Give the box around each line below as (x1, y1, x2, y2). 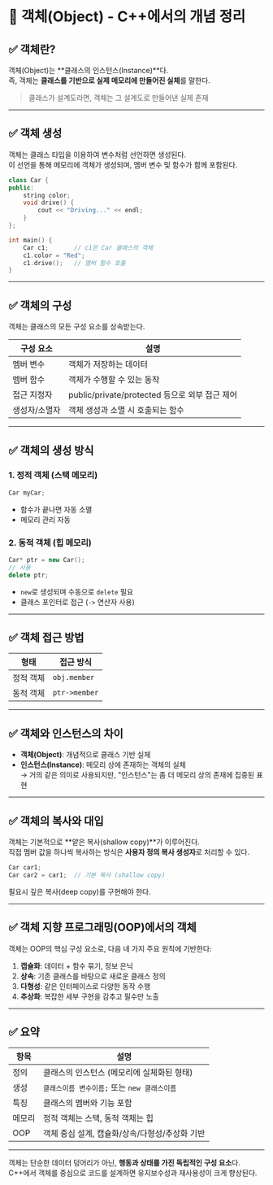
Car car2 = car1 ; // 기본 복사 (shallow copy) (8, 871, 166, 879)
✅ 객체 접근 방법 (8, 631, 84, 644)
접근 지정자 (12, 390, 53, 401)
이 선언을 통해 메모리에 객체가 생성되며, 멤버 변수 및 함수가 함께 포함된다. (8, 159, 238, 169)
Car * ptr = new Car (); (8, 555, 85, 564)
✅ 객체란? (8, 42, 56, 56)
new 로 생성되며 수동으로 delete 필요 (19, 586, 134, 596)
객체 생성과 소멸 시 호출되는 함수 (68, 404, 184, 416)
